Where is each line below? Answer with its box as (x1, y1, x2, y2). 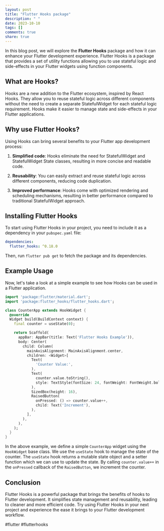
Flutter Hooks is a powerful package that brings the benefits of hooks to (5, 491, 150, 497)
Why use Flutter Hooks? (5, 125, 80, 134)
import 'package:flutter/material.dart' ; (5, 294, 91, 299)
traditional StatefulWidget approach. (12, 198, 85, 204)
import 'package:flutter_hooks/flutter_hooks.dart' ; (5, 299, 115, 304)
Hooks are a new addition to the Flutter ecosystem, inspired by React (5, 90, 144, 96)
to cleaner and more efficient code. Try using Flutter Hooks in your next (5, 501, 149, 508)
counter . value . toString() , (36, 375, 91, 381)
